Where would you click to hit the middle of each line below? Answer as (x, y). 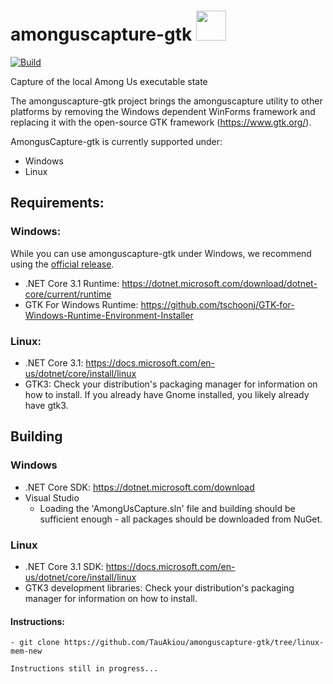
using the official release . (62, 264)
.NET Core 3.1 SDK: (64, 566)
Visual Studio (52, 497)
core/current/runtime (68, 294)
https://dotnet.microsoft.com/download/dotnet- (219, 283)
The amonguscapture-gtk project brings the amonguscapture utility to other (166, 101)
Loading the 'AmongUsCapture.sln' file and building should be (167, 508)
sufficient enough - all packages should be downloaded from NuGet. (181, 519)
